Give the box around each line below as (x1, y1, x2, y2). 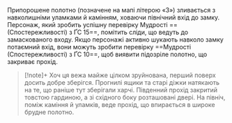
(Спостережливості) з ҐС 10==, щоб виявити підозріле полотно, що (7, 50, 208, 58)
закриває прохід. (7, 58, 58, 65)
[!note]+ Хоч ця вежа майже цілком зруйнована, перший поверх (24, 71, 216, 79)
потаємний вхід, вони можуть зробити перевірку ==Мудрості (7, 43, 192, 51)
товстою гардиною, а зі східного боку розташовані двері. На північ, (24, 93, 226, 101)
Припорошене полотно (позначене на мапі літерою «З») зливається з (7, 6, 216, 14)
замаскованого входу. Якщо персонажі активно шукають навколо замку (7, 35, 224, 44)
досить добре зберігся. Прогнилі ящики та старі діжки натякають (24, 79, 220, 86)
